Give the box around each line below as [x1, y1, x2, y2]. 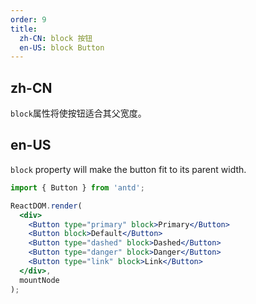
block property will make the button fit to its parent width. [10, 163, 247, 175]
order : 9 [10, 14, 47, 25]
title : [10, 24, 38, 34]
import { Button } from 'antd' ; [10, 182, 145, 193]
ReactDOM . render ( [10, 201, 83, 211]
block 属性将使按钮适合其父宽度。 [10, 107, 147, 120]
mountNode [19, 275, 60, 285]
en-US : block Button [19, 42, 105, 53]
